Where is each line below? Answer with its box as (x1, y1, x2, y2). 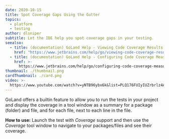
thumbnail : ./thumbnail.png (5, 69, 64, 74)
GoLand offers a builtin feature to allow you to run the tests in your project (5, 97, 158, 103)
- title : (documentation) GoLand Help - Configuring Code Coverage (10, 54, 154, 60)
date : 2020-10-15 (5, 7, 42, 13)
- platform (10, 21, 33, 27)
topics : (5, 17, 22, 22)
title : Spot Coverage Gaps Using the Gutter (5, 12, 100, 17)
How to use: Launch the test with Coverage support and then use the (5, 117, 149, 123)
